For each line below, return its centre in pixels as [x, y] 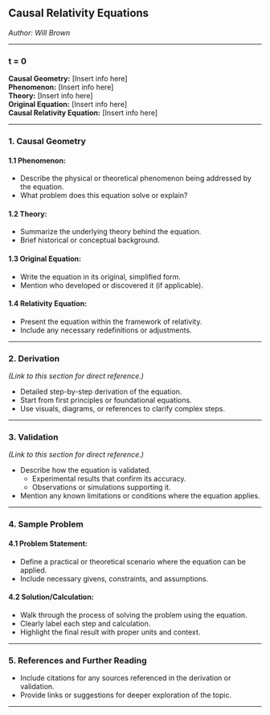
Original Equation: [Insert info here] [68, 105]
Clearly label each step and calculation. [85, 623]
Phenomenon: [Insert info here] [61, 87]
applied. [33, 570]
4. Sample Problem [46, 524]
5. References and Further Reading [78, 660]
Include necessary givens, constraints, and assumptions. [114, 578]
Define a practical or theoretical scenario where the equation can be [133, 561]
